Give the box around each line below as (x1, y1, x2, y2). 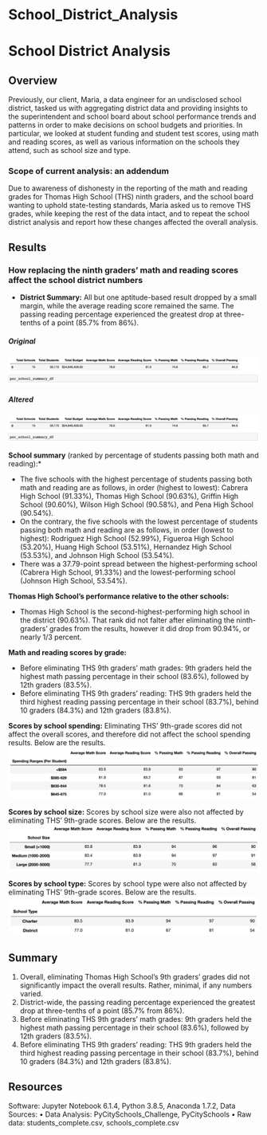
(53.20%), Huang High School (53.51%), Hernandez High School (19, 542, 233, 552)
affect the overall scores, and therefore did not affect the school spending (8, 729, 251, 739)
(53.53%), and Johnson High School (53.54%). (19, 551, 175, 560)
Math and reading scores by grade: (8, 648, 127, 658)
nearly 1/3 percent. (19, 632, 82, 642)
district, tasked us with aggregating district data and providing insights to (8, 104, 249, 113)
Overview (8, 73, 58, 87)
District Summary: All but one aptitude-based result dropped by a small (19, 293, 257, 302)
